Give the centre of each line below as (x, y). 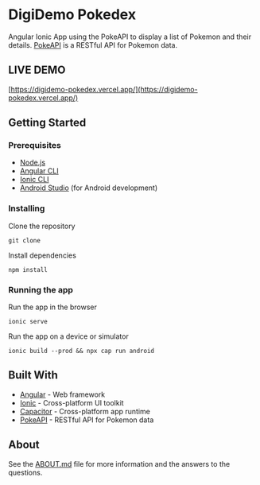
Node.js (33, 163)
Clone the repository (42, 226)
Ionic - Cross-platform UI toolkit (72, 402)
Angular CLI (39, 171)
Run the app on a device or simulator (68, 336)
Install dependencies (43, 255)
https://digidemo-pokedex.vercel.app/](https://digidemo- (104, 89)
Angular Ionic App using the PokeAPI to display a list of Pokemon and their (130, 37)
